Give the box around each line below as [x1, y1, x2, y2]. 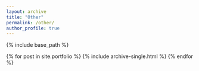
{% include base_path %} [6, 41, 69, 49]
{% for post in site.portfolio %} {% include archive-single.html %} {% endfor [6, 53, 194, 60]
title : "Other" [6, 14, 44, 20]
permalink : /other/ [6, 20, 55, 25]
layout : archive [6, 8, 46, 15]
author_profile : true [6, 25, 60, 31]
